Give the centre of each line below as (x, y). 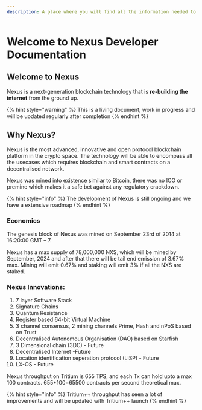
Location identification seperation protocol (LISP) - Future (87, 358)
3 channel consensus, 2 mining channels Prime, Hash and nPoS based (103, 326)
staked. (16, 271)
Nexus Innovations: (36, 287)
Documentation (47, 54)
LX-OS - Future (34, 365)
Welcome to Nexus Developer (83, 41)
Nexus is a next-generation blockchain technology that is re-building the (98, 91)
